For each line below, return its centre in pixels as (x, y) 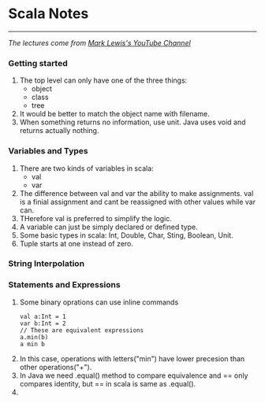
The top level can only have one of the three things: (103, 80)
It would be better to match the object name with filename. (115, 114)
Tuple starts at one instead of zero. (77, 243)
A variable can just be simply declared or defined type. (109, 227)
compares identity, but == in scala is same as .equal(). (108, 383)
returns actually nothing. (59, 131)
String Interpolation (47, 264)
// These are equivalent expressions (82, 330)
